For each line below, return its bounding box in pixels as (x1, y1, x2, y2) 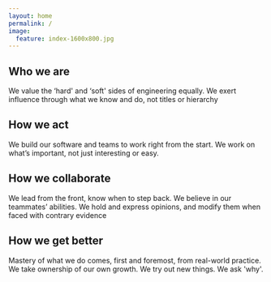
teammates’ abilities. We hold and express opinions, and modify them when (8, 202, 261, 211)
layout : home (8, 11, 53, 20)
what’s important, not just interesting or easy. (8, 147, 160, 158)
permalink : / (8, 19, 53, 28)
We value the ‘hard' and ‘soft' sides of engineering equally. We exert (8, 86, 237, 96)
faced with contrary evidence (8, 210, 107, 220)
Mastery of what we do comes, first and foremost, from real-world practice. (8, 255, 261, 265)
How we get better (8, 234, 104, 248)
